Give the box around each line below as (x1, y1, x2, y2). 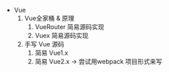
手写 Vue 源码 (24, 40, 65, 48)
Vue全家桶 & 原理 (24, 14, 75, 22)
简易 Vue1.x (34, 48, 69, 57)
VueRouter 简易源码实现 (34, 23, 104, 30)
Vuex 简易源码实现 (34, 31, 89, 39)
